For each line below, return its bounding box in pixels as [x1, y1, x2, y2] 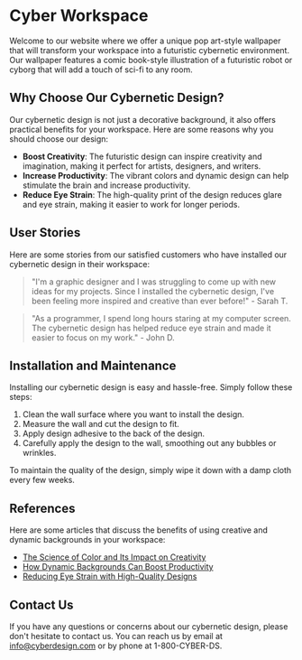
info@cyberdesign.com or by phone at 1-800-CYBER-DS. [9, 640, 223, 651]
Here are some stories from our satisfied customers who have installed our [9, 249, 288, 260]
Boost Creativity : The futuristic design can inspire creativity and [22, 151, 263, 162]
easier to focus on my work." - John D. [31, 331, 176, 343]
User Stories [9, 225, 81, 240]
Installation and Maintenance [9, 358, 177, 373]
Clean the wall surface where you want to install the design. [22, 409, 245, 420]
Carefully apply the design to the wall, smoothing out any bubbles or [22, 438, 277, 449]
